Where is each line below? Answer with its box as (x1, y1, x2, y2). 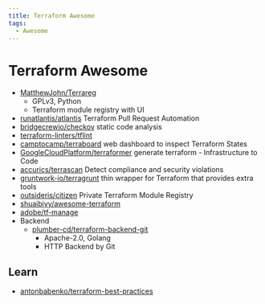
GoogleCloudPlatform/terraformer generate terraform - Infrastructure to (19, 148, 258, 158)
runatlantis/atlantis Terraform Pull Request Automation (19, 113, 200, 123)
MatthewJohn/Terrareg (19, 88, 96, 97)
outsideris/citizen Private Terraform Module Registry (19, 191, 194, 200)
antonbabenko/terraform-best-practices (19, 286, 154, 296)
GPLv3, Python (31, 97, 82, 106)
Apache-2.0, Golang (43, 233, 111, 243)
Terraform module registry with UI (31, 105, 145, 115)
